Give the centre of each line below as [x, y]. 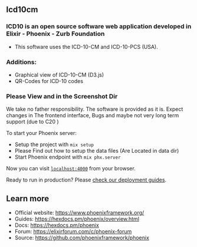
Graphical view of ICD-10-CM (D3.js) [59, 75]
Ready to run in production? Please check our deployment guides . [86, 180]
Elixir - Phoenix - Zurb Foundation [55, 34]
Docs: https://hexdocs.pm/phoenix [57, 225]
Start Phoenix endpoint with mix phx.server [68, 157]
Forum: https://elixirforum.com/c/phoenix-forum [73, 232]
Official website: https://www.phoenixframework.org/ [79, 213]
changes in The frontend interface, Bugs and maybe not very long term [93, 116]
